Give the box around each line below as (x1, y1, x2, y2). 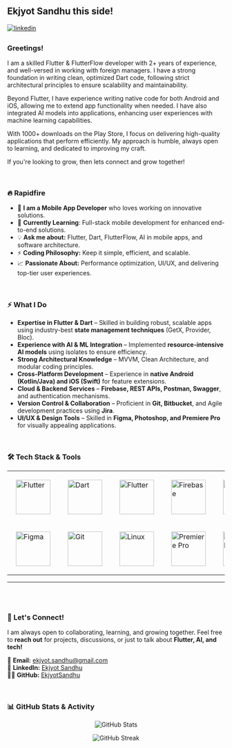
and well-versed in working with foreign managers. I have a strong (7, 66, 196, 75)
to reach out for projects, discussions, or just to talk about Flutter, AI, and (7, 636, 217, 644)
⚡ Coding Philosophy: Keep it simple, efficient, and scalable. (17, 248, 191, 257)
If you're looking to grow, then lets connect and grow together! (7, 158, 185, 166)
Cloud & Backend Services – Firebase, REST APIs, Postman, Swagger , (17, 384, 222, 393)
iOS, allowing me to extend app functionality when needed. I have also (7, 101, 207, 110)
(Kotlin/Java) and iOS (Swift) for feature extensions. (17, 377, 167, 385)
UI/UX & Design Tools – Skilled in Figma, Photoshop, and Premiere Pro (17, 413, 221, 422)
